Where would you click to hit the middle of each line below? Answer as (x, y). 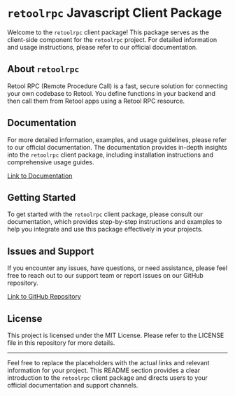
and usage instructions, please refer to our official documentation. (102, 47)
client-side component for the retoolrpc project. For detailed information (112, 39)
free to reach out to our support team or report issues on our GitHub (106, 276)
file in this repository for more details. (61, 343)
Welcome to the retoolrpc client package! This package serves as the (108, 32)
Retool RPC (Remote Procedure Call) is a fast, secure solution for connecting (117, 86)
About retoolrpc (43, 69)
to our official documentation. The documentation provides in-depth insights (117, 147)
